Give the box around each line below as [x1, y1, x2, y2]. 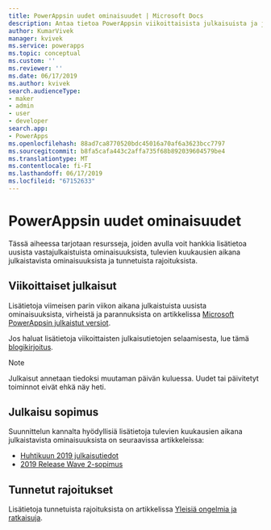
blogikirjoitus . [8, 342, 54, 351]
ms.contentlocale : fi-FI [8, 162, 92, 170]
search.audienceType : [8, 86, 81, 95]
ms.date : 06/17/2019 [8, 72, 78, 80]
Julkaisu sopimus [8, 406, 99, 419]
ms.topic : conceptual [8, 49, 81, 57]
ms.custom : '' [8, 57, 56, 65]
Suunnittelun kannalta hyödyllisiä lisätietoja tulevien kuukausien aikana [8, 427, 244, 436]
